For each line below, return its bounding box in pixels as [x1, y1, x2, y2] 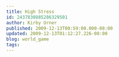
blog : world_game [6, 36, 49, 42]
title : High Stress [6, 8, 55, 15]
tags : [6, 42, 20, 48]
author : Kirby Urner [6, 20, 58, 26]
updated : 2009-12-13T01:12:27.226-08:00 [6, 31, 108, 37]
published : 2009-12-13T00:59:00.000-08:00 [6, 25, 113, 31]
